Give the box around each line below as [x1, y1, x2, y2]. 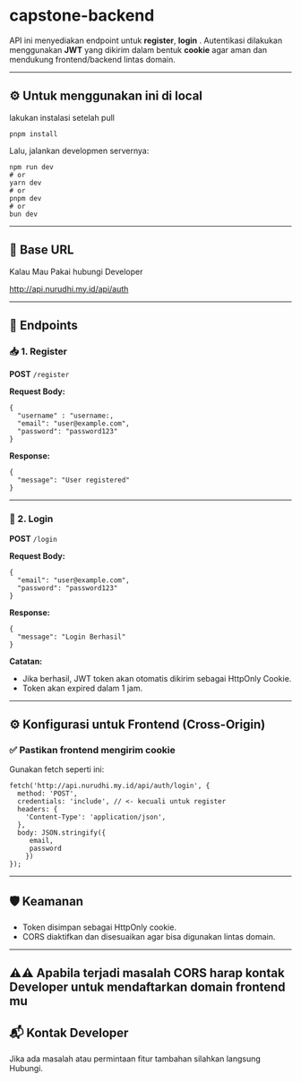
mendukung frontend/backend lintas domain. [9, 54, 176, 64]
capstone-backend [9, 5, 155, 26]
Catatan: [9, 656, 43, 666]
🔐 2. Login [9, 512, 54, 525]
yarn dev [9, 178, 42, 187]
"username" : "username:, [17, 411, 115, 421]
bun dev [9, 210, 39, 219]
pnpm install [9, 129, 58, 139]
